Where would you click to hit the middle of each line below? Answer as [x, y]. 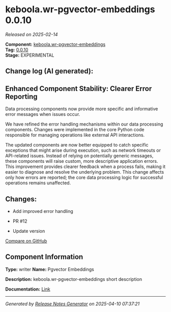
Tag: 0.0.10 [17, 50]
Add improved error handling [43, 211]
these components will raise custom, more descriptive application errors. [82, 161]
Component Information [44, 257]
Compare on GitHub [26, 241]
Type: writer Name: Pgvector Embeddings [50, 269]
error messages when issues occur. [43, 114]
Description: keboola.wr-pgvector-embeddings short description [74, 279]
